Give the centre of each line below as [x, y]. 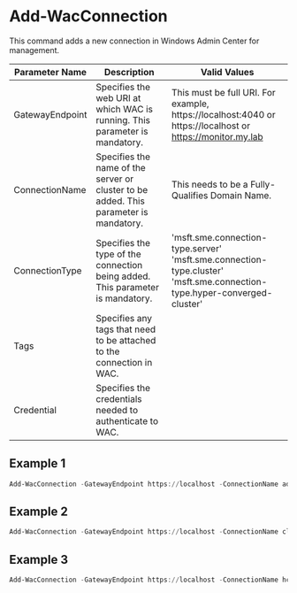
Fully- [263, 184]
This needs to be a [210, 184]
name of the [121, 167]
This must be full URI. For [223, 92]
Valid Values [227, 72]
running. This [123, 119]
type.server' [197, 248]
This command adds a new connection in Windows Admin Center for [134, 41]
